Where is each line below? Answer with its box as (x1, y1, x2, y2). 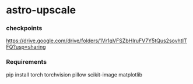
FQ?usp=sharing (6, 43, 46, 50)
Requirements (6, 58, 47, 66)
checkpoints (6, 24, 43, 32)
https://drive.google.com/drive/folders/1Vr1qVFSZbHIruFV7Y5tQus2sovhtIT (6, 37, 188, 44)
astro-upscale (6, 3, 76, 17)
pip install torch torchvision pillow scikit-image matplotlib (6, 71, 143, 78)
